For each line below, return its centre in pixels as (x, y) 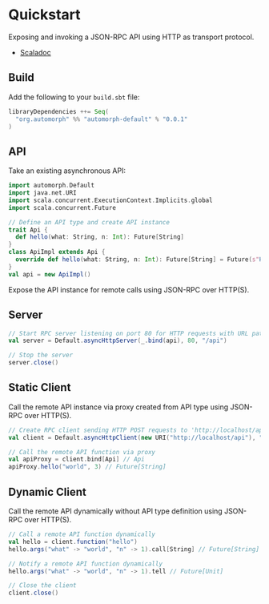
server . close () (34, 363)
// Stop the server (41, 355)
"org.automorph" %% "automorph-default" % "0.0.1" (102, 119)
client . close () (34, 593)
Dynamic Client (47, 491)
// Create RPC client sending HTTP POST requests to (98, 430)
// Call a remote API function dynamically (82, 534)
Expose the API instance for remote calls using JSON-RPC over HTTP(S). (129, 289)
